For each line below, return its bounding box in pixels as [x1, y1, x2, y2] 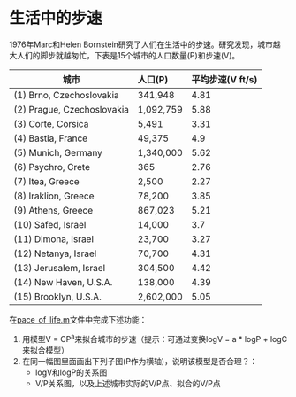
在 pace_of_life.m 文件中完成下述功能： [9, 314, 148, 324]
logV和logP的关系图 [34, 367, 108, 378]
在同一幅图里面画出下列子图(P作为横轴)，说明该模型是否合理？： [21, 355, 258, 366]
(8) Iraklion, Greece [13, 190, 95, 202]
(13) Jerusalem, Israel [13, 261, 106, 274]
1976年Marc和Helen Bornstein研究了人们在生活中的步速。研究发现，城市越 [9, 39, 281, 50]
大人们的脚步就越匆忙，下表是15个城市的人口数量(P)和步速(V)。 [9, 50, 240, 60]
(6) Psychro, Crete [13, 160, 91, 173]
